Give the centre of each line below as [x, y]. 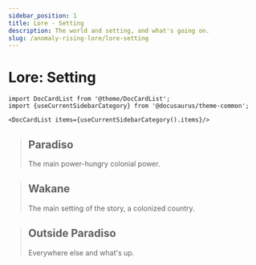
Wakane [49, 189]
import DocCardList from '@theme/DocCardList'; [89, 99]
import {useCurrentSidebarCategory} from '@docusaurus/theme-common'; [129, 106]
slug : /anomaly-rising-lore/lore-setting [79, 38]
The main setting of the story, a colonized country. [111, 208]
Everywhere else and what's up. [81, 252]
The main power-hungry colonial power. [94, 164]
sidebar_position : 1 [43, 16]
